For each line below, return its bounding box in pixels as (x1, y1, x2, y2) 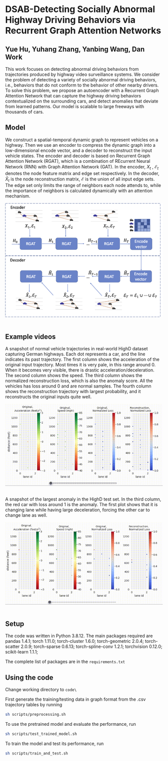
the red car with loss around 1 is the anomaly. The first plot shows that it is (5, 502, 158, 508)
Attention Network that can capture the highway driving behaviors (5, 93, 141, 99)
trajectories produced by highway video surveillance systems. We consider (5, 71, 160, 77)
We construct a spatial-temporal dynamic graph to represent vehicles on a (5, 137, 158, 143)
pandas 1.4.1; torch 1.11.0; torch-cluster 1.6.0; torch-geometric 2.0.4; (5, 638, 144, 644)
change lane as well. (5, 512, 47, 518)
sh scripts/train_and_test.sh (5, 750, 68, 756)
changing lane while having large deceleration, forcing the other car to (5, 507, 150, 513)
